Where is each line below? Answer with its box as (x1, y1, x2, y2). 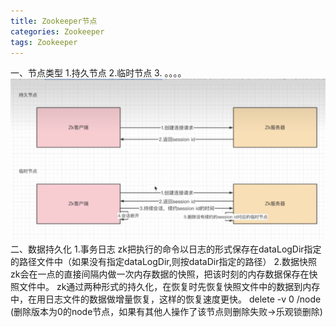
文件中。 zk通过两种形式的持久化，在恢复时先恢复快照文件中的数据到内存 (18, 281, 321, 293)
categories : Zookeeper (10, 26, 105, 37)
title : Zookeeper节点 (10, 16, 98, 26)
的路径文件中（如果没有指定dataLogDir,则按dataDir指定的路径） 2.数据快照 (10, 256, 317, 268)
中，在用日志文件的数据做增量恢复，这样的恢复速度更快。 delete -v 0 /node (10, 293, 322, 305)
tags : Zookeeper (10, 37, 78, 47)
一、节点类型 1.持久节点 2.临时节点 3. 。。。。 (10, 67, 187, 79)
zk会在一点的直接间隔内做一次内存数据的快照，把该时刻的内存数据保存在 (10, 268, 310, 280)
